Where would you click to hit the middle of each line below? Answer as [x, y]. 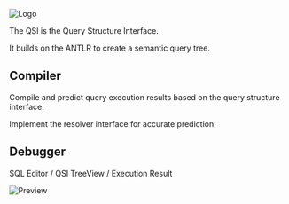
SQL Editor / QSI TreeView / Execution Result [91, 173]
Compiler [35, 76]
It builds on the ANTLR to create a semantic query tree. [110, 48]
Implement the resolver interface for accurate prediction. [113, 123]
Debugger [38, 152]
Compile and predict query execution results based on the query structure [145, 97]
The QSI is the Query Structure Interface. [84, 31]
